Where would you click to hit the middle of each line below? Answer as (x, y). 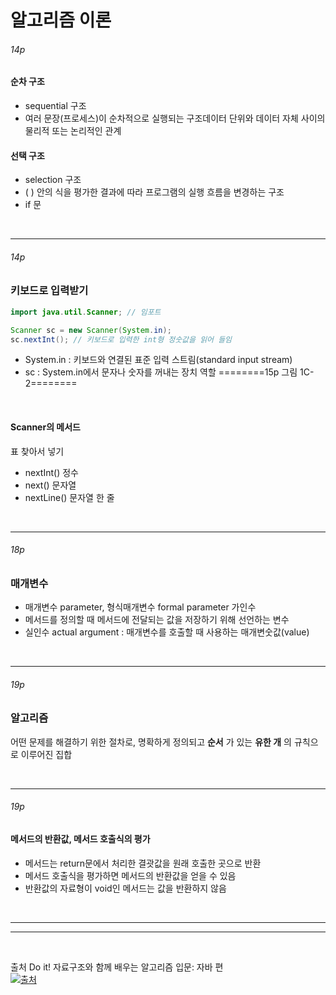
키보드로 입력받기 (49, 291)
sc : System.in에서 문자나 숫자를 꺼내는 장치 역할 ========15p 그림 (161, 372)
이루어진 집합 (46, 754)
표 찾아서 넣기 (37, 451)
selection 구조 (53, 180)
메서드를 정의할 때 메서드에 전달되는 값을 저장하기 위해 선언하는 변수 (157, 620)
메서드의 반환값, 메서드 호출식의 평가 (80, 838)
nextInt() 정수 (51, 472)
